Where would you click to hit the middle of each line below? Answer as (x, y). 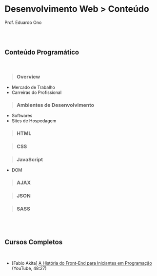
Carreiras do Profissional (37, 92)
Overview (28, 76)
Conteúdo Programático (42, 52)
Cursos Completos (34, 242)
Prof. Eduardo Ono (23, 22)
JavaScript (30, 160)
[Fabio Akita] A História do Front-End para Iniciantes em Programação (82, 263)
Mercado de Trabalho (33, 87)
